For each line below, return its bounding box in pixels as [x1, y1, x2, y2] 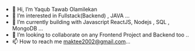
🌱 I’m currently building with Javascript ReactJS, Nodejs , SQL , [11, 19, 170, 25]
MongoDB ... [11, 25, 43, 32]
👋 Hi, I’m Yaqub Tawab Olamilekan [11, 6, 98, 13]
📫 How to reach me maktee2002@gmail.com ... [11, 38, 131, 45]
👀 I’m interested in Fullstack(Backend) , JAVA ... [11, 12, 130, 19]
